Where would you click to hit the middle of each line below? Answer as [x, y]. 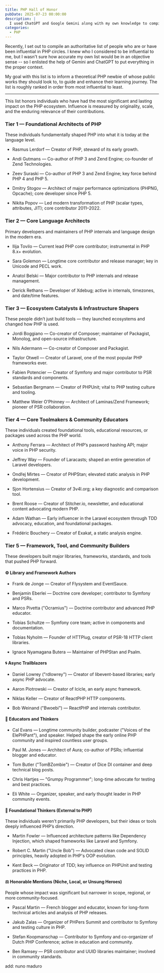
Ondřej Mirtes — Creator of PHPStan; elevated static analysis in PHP [81, 474]
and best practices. [31, 785]
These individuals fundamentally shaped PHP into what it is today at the [77, 135]
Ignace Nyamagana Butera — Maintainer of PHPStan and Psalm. [77, 652]
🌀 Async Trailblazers [26, 663]
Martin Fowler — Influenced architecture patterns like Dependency [79, 836]
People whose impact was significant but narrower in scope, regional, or [78, 892]
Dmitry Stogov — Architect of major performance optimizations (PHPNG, [85, 188]
